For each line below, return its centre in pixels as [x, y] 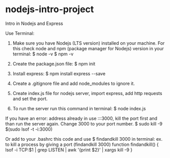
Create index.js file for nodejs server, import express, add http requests [87, 93]
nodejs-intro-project [50, 9]
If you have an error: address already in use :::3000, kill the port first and [81, 118]
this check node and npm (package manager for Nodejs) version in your [88, 48]
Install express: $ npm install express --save [59, 73]
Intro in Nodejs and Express [34, 23]
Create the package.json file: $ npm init [54, 64]
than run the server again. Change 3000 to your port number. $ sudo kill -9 [84, 123]
